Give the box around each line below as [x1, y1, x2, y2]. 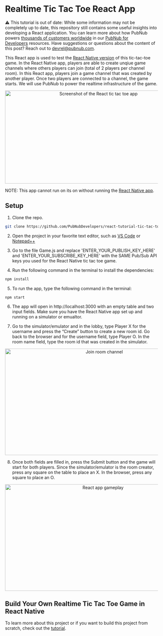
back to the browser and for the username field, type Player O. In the [12, 334, 149, 339]
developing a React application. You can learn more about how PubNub [5, 30, 148, 36]
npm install [5, 277, 29, 281]
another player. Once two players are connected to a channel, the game [5, 75, 148, 81]
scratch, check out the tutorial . [5, 625, 66, 631]
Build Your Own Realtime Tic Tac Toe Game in [5, 599, 145, 608]
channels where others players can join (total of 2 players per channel [5, 65, 145, 71]
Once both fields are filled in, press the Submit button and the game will [12, 459, 156, 465]
